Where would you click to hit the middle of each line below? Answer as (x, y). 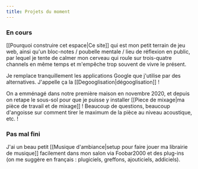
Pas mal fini (23, 134)
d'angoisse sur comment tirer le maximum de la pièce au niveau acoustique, (99, 112)
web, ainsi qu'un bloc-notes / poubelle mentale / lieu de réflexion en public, (98, 52)
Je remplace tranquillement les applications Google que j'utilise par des (93, 75)
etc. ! (12, 119)
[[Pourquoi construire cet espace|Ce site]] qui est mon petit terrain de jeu (96, 45)
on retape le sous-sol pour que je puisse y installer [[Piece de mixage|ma (95, 100)
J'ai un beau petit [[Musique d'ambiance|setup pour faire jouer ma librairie (97, 147)
